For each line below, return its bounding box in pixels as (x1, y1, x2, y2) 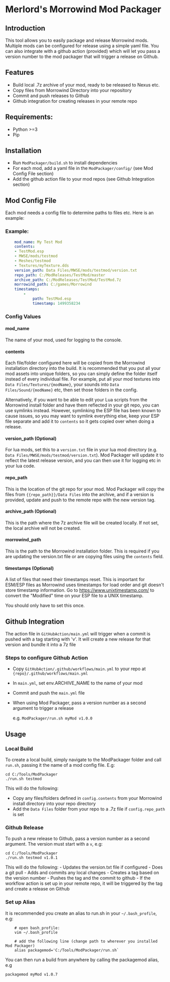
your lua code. (5, 463, 36, 469)
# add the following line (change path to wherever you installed (14, 939, 158, 944)
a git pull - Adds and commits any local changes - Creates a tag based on (5, 870, 159, 876)
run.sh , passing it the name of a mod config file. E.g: (5, 762, 115, 768)
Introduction (5, 24, 46, 33)
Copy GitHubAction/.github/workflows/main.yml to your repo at (12, 666, 146, 672)
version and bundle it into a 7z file (5, 641, 76, 647)
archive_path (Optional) (5, 508, 57, 514)
